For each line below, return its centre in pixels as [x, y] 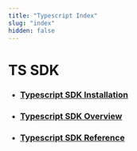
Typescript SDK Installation [74, 95]
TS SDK [34, 70]
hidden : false [32, 30]
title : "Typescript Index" [53, 16]
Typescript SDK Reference [72, 138]
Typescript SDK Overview [71, 117]
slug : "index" [32, 23]
